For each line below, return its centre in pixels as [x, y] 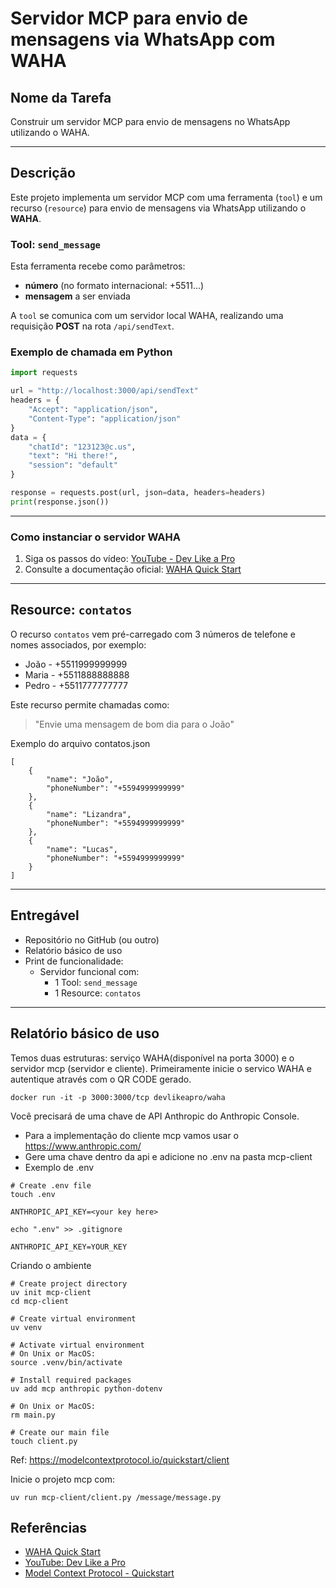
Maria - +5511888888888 [77, 674]
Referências [49, 1527]
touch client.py [44, 1441]
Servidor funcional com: [89, 971]
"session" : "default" [73, 465]
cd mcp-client [40, 1301]
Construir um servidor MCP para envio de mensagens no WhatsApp [150, 121]
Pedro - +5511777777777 [76, 685]
